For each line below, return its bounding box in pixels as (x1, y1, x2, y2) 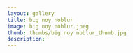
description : (7, 36, 45, 43)
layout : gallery (7, 10, 55, 17)
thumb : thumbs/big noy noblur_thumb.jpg (7, 29, 127, 36)
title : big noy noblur (7, 17, 73, 23)
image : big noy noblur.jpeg (7, 23, 90, 30)
